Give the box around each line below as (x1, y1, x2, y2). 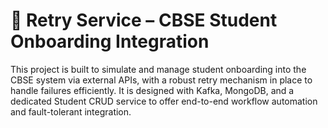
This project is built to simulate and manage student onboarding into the (10, 63, 307, 75)
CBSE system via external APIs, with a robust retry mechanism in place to (10, 74, 313, 86)
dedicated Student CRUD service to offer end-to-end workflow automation (10, 95, 318, 107)
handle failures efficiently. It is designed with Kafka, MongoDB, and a (10, 84, 295, 96)
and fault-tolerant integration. (10, 105, 132, 118)
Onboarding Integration (10, 30, 210, 53)
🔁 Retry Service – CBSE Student (10, 9, 278, 32)
